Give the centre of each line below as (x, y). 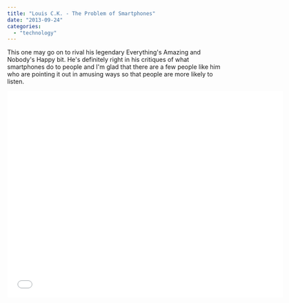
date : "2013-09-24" (35, 20)
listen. (16, 82)
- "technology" (35, 33)
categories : (24, 26)
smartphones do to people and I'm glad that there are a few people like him (114, 67)
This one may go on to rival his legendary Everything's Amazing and (104, 52)
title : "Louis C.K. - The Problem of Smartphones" (81, 13)
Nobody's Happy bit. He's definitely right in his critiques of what (98, 60)
